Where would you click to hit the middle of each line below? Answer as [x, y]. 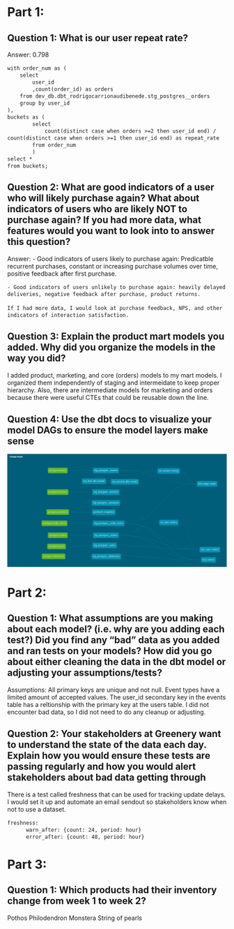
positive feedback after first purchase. [62, 274]
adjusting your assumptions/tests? [85, 673]
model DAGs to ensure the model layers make [108, 430]
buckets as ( [26, 117]
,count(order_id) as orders [73, 89]
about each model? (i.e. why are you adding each [116, 629]
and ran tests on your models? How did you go [110, 651]
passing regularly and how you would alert [102, 767]
